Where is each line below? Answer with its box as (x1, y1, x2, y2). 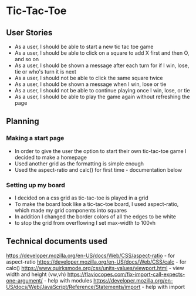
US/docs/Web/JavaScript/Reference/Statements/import (6, 283, 141, 290)
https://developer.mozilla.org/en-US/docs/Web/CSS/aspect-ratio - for (6, 252, 175, 259)
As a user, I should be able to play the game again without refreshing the (14, 93, 190, 100)
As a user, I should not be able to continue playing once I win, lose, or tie (14, 87, 190, 94)
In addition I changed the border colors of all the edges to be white (14, 213, 176, 220)
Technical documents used (6, 237, 107, 247)
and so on (14, 56, 39, 62)
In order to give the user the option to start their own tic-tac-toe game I (14, 147, 187, 154)
